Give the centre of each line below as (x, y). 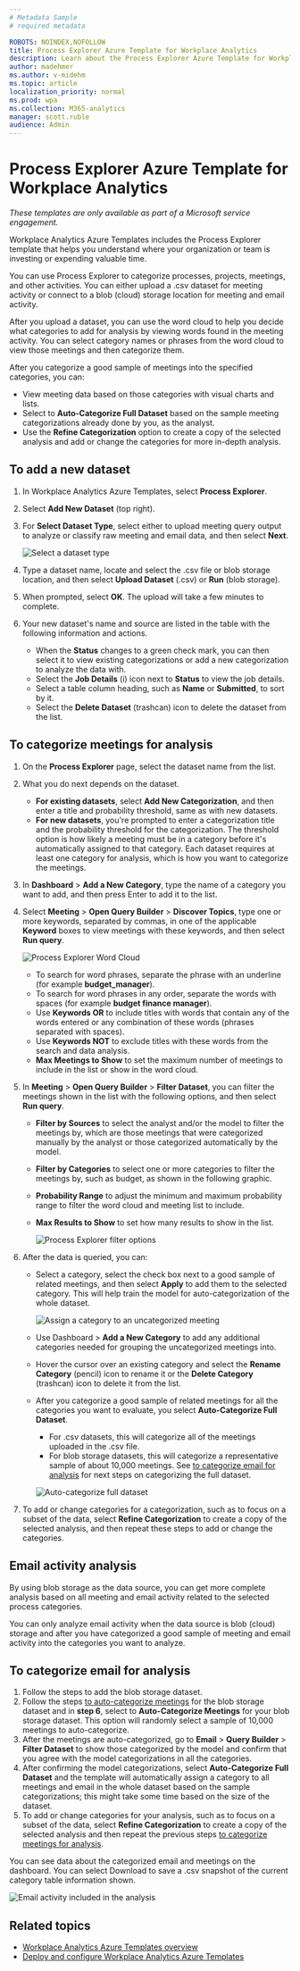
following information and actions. (85, 633)
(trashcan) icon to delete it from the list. (108, 1383)
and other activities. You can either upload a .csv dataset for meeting (136, 286)
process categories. (46, 1606)
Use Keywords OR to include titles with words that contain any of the (162, 1012)
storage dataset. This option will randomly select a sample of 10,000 (148, 1721)
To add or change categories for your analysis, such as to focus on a (148, 1816)
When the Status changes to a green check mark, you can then (152, 650)
